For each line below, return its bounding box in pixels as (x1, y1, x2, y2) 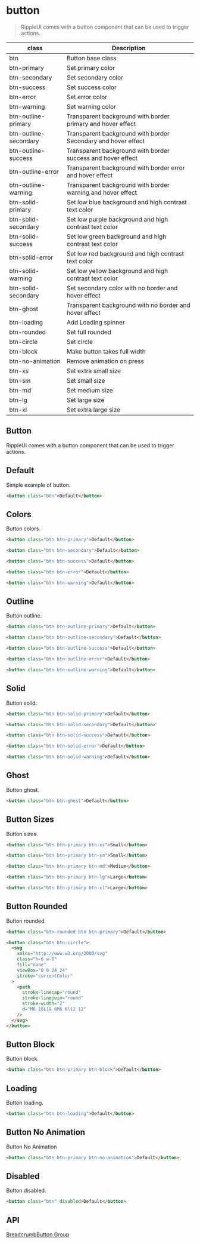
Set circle (66, 337, 93, 346)
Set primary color (66, 63, 115, 72)
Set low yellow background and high (66, 266, 168, 275)
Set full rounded (66, 328, 112, 336)
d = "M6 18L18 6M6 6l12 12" (21, 1006, 86, 1012)
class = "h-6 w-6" (17, 956, 58, 962)
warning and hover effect (66, 188, 137, 196)
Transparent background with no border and (66, 301, 190, 309)
